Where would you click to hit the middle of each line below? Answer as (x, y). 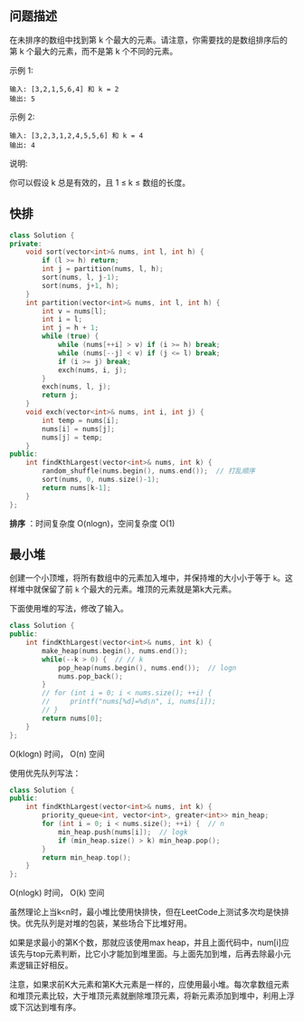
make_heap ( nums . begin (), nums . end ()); (115, 650)
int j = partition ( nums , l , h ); (103, 269)
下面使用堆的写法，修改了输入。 (69, 609)
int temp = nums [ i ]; (81, 420)
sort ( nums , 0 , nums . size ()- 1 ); (101, 479)
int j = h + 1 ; (71, 328)
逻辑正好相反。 (45, 965)
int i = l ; (62, 320)
